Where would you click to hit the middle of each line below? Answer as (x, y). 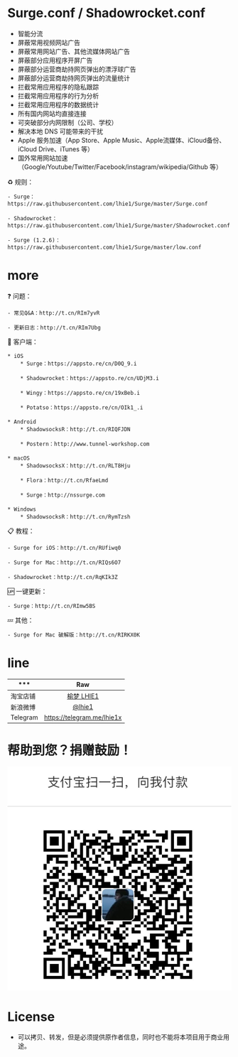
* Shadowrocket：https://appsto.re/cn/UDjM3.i (90, 378)
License (31, 1017)
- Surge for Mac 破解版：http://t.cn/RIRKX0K (74, 635)
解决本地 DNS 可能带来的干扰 (60, 131)
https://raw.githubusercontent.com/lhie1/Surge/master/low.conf (104, 247)
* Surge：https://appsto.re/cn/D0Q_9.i (79, 364)
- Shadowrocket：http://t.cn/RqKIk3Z (63, 577)
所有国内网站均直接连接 (52, 113)
